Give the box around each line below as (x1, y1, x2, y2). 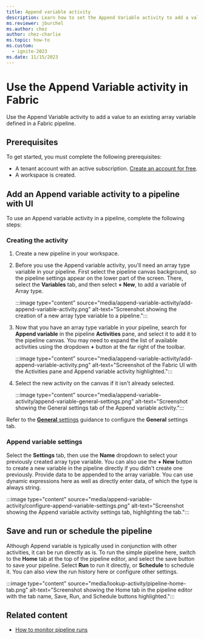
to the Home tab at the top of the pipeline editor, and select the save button (6, 555, 195, 562)
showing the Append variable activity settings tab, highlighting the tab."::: (6, 508, 190, 516)
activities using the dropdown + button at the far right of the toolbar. (15, 343, 186, 351)
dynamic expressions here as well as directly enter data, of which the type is (6, 477, 198, 484)
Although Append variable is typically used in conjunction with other (6, 542, 177, 549)
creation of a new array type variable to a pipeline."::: (15, 312, 148, 319)
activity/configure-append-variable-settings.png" (6, 502, 131, 509)
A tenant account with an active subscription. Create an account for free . (15, 165, 198, 172)
